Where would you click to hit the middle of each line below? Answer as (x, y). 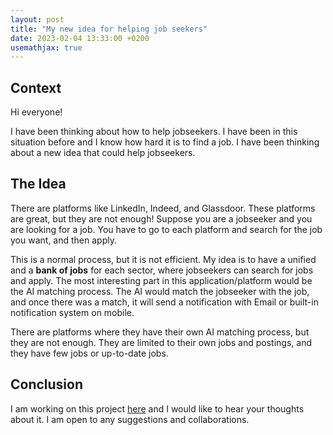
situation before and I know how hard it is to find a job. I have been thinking (165, 142)
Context (36, 87)
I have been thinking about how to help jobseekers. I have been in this (154, 132)
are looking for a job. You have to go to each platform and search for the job (166, 229)
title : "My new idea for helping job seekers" (109, 29)
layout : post (37, 19)
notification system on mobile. (72, 312)
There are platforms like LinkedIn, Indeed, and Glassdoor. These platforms (163, 208)
